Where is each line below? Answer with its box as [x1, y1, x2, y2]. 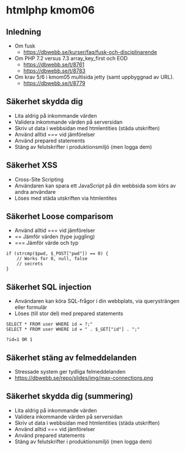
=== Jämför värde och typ [14, 240, 79, 247]
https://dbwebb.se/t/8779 [23, 80, 86, 87]
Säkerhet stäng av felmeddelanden [6, 353, 137, 363]
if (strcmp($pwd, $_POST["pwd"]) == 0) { [6, 251, 109, 257]
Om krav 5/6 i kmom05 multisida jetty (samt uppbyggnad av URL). [14, 74, 174, 80]
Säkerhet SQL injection [6, 282, 92, 292]
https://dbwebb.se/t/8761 [23, 61, 85, 68]
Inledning [6, 27, 42, 37]
